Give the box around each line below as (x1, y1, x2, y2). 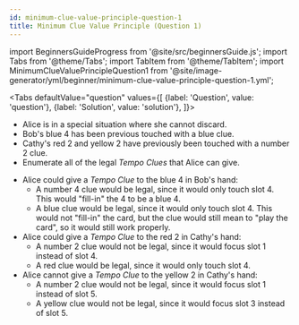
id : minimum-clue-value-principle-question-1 (9, 13, 182, 22)
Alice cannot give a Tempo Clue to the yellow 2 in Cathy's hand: (21, 269, 258, 280)
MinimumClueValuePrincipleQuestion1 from (9, 64, 168, 76)
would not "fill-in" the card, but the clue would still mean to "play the (35, 212, 288, 223)
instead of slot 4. (35, 250, 98, 261)
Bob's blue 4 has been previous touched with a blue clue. (21, 128, 235, 139)
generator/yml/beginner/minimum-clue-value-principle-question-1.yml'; (9, 74, 275, 85)
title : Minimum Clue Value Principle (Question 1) (9, 21, 202, 30)
